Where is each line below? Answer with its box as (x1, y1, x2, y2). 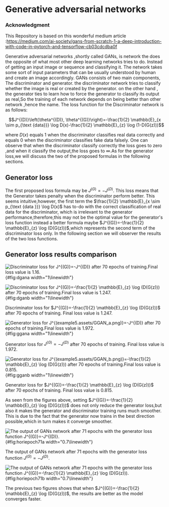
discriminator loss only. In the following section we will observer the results (5, 230, 161, 236)
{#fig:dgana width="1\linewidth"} (5, 274, 74, 280)
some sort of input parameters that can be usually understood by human (5, 70, 156, 76)
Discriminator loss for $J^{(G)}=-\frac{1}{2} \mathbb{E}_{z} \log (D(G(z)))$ (5, 304, 160, 310)
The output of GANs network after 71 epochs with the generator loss (5, 449, 147, 455)
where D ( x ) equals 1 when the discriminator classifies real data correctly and (5, 132, 164, 138)
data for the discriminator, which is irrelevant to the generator (5, 209, 133, 215)
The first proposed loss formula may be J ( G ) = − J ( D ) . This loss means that (5, 186, 159, 194)
